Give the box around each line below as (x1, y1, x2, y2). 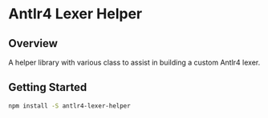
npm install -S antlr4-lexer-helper (8, 101, 131, 110)
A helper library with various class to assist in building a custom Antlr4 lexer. (8, 57, 261, 67)
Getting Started (8, 81, 87, 94)
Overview (8, 37, 59, 50)
